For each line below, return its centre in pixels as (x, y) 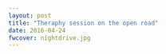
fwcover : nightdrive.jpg (49, 38)
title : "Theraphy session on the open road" (83, 23)
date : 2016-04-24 (37, 30)
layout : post (30, 15)
